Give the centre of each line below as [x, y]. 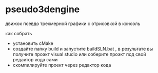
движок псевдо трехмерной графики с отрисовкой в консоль [73, 23]
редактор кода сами [35, 59]
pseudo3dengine [43, 9]
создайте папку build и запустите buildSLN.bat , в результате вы [83, 48]
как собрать [19, 33]
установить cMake [33, 43]
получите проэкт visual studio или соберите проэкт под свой [79, 54]
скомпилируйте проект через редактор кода [62, 65]
